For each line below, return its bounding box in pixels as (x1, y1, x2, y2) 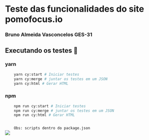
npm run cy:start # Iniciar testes (14, 103, 86, 108)
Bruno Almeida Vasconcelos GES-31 (5, 31, 93, 38)
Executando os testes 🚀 (5, 46, 78, 55)
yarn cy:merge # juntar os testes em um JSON (14, 77, 108, 81)
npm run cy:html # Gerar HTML (14, 113, 75, 118)
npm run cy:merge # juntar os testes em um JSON (14, 108, 114, 113)
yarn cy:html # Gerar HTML (14, 81, 69, 86)
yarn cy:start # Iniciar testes (14, 72, 79, 77)
